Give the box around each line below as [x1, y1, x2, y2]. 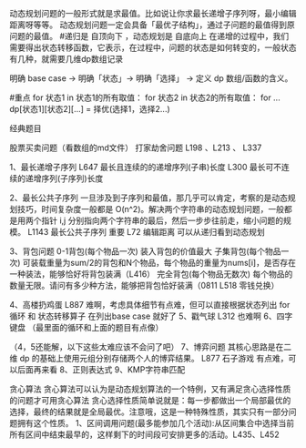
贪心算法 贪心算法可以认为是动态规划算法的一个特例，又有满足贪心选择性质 [9, 383, 291, 394]
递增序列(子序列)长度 [25, 173, 104, 184]
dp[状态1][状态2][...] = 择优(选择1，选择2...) [9, 104, 170, 114]
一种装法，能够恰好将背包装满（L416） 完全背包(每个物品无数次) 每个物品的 [9, 269, 293, 280]
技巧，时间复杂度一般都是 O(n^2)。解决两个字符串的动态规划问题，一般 [16, 204, 285, 214]
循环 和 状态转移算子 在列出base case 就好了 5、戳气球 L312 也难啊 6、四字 [9, 311, 293, 321]
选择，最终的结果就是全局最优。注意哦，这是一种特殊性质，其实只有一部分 [9, 406, 289, 417]
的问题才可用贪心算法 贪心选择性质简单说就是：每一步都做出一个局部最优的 [9, 395, 291, 405]
